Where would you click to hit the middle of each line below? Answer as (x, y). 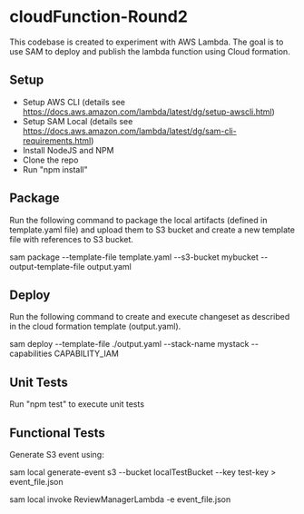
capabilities (31, 354)
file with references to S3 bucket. (72, 239)
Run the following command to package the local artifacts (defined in (138, 220)
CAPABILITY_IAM (87, 354)
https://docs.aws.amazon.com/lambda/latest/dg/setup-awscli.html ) (148, 112)
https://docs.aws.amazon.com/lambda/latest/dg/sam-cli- (130, 131)
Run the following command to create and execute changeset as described (150, 317)
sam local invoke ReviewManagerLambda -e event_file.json (120, 499)
